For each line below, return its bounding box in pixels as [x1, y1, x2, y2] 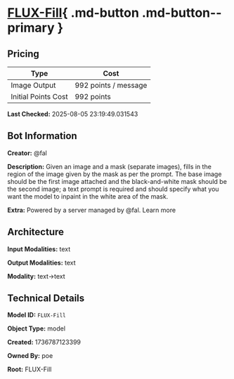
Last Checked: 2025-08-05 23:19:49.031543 [7, 110, 138, 118]
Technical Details [7, 293, 85, 305]
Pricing [7, 48, 40, 60]
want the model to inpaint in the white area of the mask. [7, 192, 169, 201]
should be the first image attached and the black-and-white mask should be [7, 177, 227, 185]
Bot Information [7, 130, 77, 142]
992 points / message [74, 81, 148, 90]
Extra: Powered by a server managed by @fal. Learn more [7, 206, 176, 214]
